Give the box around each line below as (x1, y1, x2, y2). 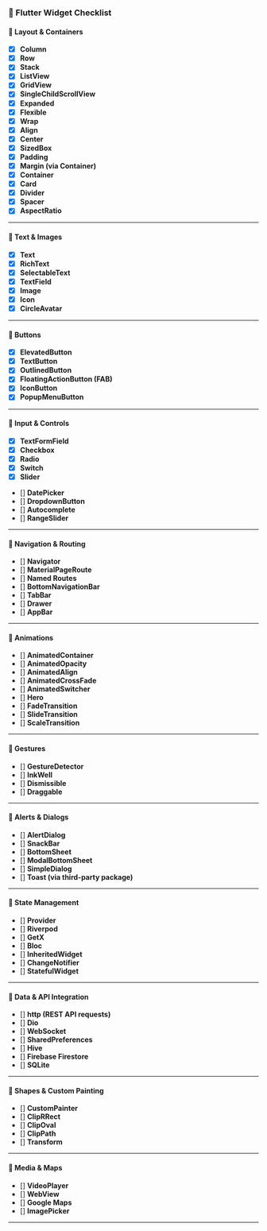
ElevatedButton (19, 347, 72, 357)
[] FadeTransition (19, 701, 78, 710)
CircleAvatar (19, 304, 63, 313)
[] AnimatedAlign (19, 668, 78, 677)
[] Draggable (19, 787, 63, 796)
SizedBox (19, 143, 52, 153)
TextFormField (19, 436, 69, 446)
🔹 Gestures (8, 744, 46, 753)
